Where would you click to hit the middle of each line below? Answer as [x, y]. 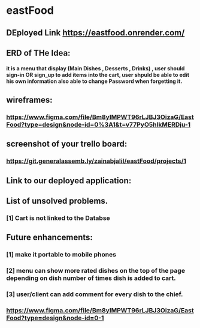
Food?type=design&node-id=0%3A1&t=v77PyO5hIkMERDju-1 [99, 124]
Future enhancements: [49, 238]
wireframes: [29, 100]
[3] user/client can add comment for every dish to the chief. [95, 294]
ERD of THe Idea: [38, 53]
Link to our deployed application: [69, 181]
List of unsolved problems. [57, 201]
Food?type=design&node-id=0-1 [55, 318]
